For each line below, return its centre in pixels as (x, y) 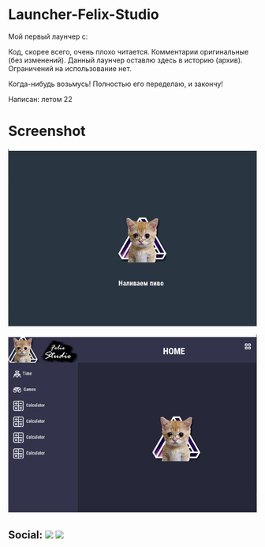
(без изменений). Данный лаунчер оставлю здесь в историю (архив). (125, 60)
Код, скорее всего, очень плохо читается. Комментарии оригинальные (129, 51)
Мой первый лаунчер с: (48, 36)
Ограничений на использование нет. (70, 68)
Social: (26, 535)
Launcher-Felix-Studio (84, 15)
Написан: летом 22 (40, 99)
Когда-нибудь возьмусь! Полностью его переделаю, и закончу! (116, 84)
